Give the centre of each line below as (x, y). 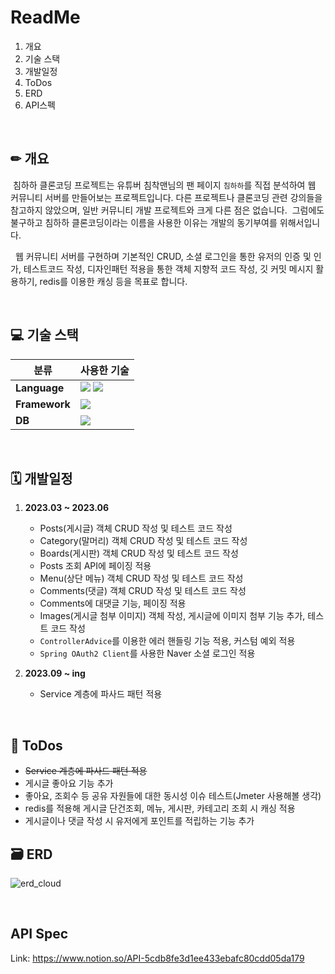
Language (40, 388)
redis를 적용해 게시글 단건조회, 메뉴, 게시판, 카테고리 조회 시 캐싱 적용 (160, 808)
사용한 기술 (104, 370)
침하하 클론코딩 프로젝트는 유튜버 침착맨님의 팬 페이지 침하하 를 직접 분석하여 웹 (164, 185)
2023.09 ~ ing (55, 673)
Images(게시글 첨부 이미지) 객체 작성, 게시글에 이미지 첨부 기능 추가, (172, 616)
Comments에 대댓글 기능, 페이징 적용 (113, 603)
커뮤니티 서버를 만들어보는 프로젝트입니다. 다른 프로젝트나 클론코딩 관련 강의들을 (166, 197)
